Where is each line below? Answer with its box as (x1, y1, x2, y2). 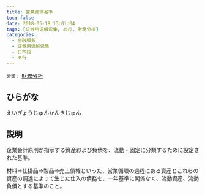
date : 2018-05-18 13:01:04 (6, 20, 75, 26)
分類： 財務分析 (6, 72, 43, 80)
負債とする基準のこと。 (6, 182, 65, 190)
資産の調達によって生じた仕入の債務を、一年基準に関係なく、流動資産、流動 (6, 175, 199, 182)
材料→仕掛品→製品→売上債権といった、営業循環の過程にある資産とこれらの (6, 167, 199, 175)
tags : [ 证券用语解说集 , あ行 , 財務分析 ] (6, 26, 99, 32)
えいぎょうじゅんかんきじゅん (6, 109, 81, 117)
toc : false (6, 15, 34, 21)
